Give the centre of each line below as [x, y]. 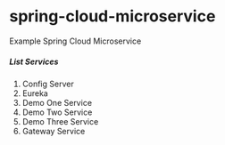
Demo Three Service [60, 121]
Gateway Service [54, 131]
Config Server [48, 84]
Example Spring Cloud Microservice [75, 41]
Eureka [35, 93]
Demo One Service [57, 102]
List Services [34, 61]
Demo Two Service [57, 112]
